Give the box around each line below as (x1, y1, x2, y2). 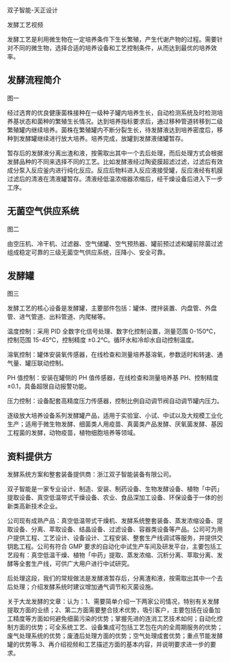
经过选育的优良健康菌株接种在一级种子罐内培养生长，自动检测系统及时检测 (7, 109, 217, 117)
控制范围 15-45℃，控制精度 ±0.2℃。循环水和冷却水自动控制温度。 (7, 336, 198, 344)
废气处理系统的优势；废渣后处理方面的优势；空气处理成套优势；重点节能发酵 (7, 631, 223, 640)
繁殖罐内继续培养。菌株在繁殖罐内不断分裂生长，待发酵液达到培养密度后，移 (7, 126, 223, 134)
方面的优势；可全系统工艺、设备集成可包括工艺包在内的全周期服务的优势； (12, 623, 223, 631)
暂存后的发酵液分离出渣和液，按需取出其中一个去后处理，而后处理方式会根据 (7, 148, 223, 157)
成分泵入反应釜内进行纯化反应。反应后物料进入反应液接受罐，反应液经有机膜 (7, 166, 223, 174)
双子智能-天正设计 (7, 6, 58, 14)
